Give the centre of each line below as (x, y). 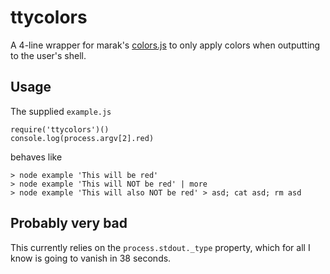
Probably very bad (69, 223)
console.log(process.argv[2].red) (82, 138)
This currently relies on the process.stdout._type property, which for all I (160, 247)
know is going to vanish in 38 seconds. (91, 258)
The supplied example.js (61, 111)
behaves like (36, 157)
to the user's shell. (48, 55)
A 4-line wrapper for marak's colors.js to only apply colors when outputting (165, 45)
